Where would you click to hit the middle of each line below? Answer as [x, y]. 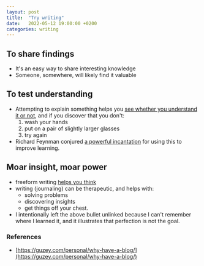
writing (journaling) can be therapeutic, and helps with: [85, 188]
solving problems [46, 195]
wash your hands [46, 122]
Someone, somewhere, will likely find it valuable [76, 75]
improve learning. [37, 148]
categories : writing [33, 29]
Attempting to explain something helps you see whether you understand [106, 109]
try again [36, 135]
